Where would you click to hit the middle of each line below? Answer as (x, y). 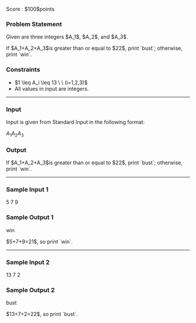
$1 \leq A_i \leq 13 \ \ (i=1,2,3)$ (51, 83)
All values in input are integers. (52, 88)
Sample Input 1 (27, 189)
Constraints (23, 70)
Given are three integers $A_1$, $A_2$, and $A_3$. (67, 37)
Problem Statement (34, 24)
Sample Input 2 (28, 262)
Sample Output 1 (30, 218)
